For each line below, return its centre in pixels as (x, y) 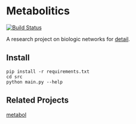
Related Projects (37, 100)
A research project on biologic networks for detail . (68, 39)
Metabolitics (38, 11)
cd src (14, 77)
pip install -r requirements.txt (48, 72)
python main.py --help (34, 82)
